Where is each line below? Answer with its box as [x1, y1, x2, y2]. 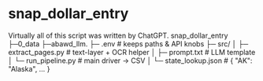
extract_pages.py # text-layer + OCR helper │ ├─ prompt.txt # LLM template [8, 47, 256, 57]
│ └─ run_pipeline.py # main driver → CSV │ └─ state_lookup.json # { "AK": [8, 56, 253, 65]
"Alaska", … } [8, 64, 50, 73]
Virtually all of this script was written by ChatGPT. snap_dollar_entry [8, 31, 228, 40]
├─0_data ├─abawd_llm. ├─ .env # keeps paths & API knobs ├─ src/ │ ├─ [8, 39, 249, 48]
